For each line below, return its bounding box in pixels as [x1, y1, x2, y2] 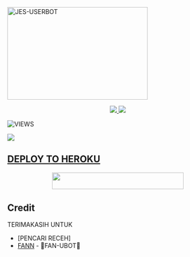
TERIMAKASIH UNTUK [7, 220, 73, 229]
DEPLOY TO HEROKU [7, 153, 100, 165]
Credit [7, 202, 35, 213]
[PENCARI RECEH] [17, 234, 72, 242]
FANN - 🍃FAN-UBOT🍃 [17, 242, 81, 250]
